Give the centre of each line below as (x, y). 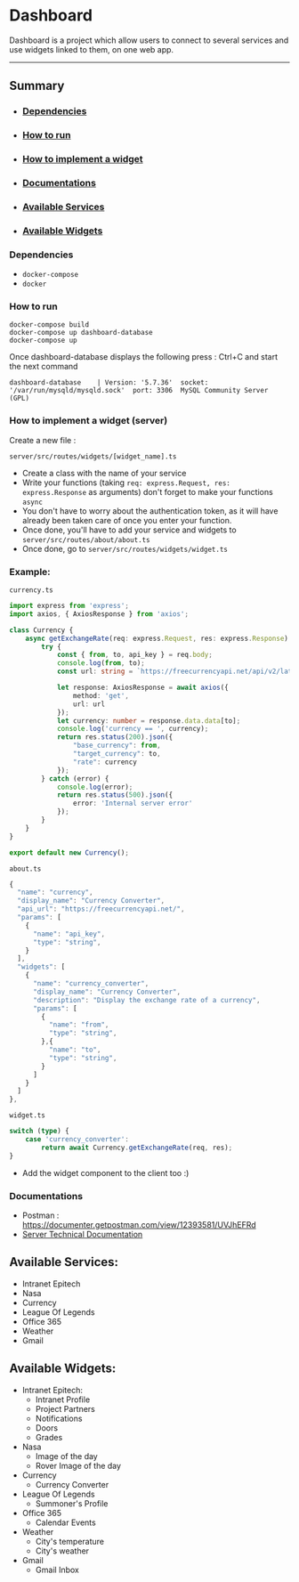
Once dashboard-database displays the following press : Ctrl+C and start (144, 357)
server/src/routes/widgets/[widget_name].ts (93, 456)
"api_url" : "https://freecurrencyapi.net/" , (101, 909)
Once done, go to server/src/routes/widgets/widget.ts (125, 548)
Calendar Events (65, 1522)
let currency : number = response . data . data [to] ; (149, 721)
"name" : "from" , (79, 1025)
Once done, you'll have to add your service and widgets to (129, 530)
